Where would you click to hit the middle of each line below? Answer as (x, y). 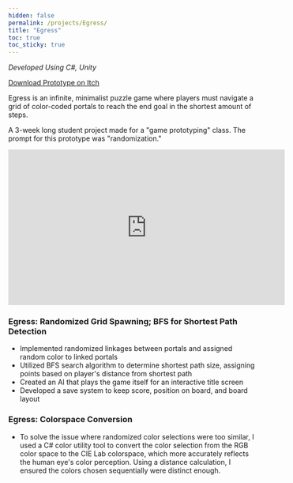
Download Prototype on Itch (54, 83)
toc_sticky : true (37, 45)
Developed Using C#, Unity (53, 67)
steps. (18, 115)
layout (30, 399)
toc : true (24, 38)
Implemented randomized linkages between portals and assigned (126, 349)
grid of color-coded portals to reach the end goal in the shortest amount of (130, 107)
